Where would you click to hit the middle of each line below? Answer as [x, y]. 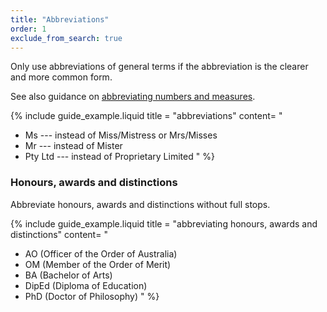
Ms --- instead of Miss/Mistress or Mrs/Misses [121, 135]
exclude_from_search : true [66, 38]
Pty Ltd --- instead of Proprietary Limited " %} [119, 157]
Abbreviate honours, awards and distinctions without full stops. [140, 204]
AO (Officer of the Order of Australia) [101, 253]
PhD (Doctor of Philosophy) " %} [92, 296]
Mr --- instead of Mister [73, 146]
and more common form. [61, 77]
